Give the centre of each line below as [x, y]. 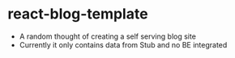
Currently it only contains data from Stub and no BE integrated [123, 44]
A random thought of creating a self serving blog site [107, 36]
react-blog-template [78, 14]
